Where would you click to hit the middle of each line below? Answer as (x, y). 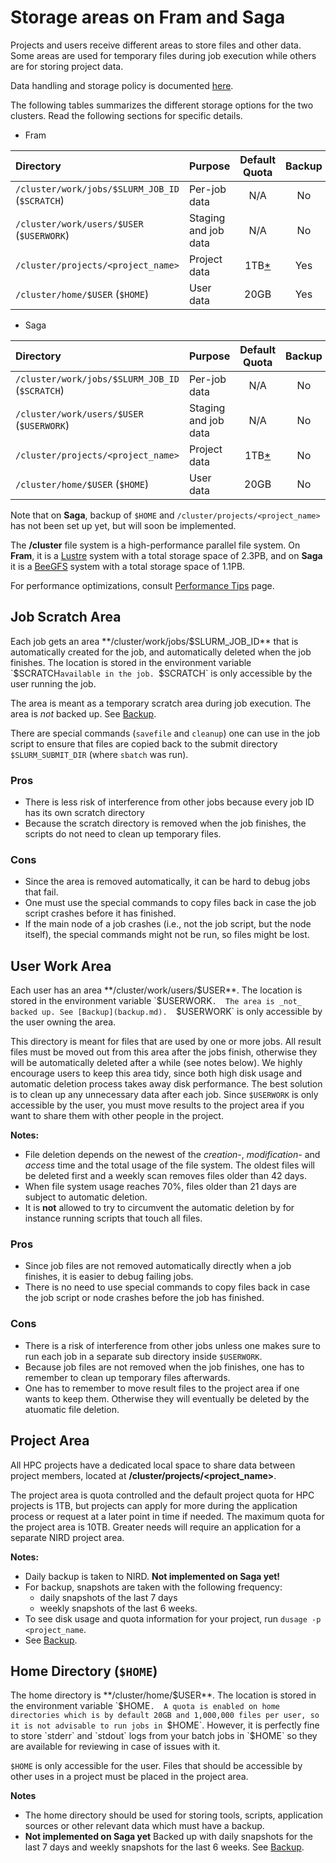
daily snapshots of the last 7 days (108, 1597)
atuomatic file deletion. (72, 1409)
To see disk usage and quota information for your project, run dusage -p (173, 1618)
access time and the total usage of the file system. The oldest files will (169, 1165)
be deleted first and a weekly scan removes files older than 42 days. (165, 1176)
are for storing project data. (67, 66)
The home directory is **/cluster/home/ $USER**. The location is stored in (163, 1695)
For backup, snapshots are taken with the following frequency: (153, 1587)
